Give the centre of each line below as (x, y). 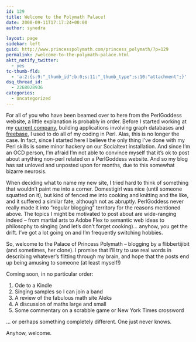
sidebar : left (23, 44)
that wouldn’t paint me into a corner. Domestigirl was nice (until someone (94, 189)
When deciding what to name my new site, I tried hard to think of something (97, 182)
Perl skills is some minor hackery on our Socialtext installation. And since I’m (98, 146)
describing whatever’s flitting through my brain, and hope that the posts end (97, 256)
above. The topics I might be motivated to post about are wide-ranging (91, 214)
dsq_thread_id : (25, 82)
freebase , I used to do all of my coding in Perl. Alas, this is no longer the (93, 134)
